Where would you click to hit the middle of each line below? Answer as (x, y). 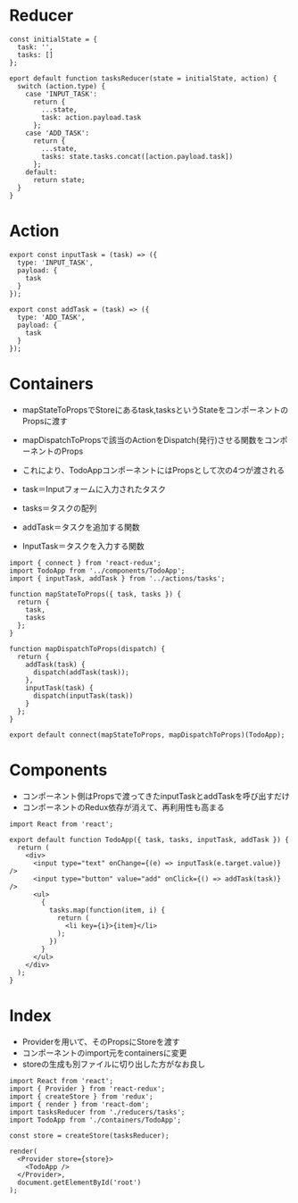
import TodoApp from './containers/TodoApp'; (95, 1120)
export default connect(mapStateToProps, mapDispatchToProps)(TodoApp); (147, 735)
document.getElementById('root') (79, 1182)
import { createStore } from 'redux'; (81, 1096)
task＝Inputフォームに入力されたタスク (94, 489)
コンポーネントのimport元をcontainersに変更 (104, 1053)
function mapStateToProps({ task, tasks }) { (95, 594)
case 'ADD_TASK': (58, 133)
